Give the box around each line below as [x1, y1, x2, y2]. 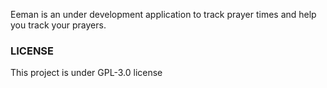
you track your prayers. [10, 19, 107, 31]
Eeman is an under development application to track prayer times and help [10, 9, 317, 20]
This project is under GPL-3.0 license [10, 67, 163, 79]
